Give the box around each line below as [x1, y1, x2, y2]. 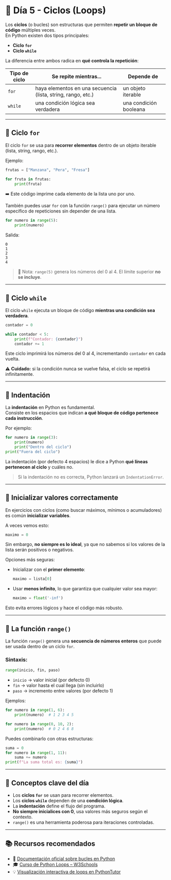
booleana [123, 106, 146, 113]
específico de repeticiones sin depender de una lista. [5, 208, 117, 214]
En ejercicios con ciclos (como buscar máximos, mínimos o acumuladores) [5, 507, 162, 513]
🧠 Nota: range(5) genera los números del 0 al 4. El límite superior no [17, 269, 161, 275]
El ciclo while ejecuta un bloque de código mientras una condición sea [5, 307, 155, 313]
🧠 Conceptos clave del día [5, 778, 89, 787]
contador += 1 [14, 341, 44, 346]
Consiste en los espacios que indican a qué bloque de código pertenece [5, 410, 159, 416]
